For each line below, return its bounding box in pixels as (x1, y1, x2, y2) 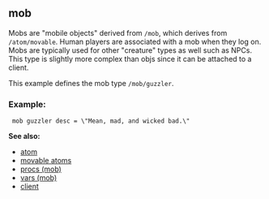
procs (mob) (19, 164, 62, 174)
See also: (8, 132, 41, 141)
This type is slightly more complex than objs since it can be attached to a (8, 54, 252, 63)
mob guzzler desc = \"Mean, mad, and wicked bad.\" (11, 117, 190, 125)
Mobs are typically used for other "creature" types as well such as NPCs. (8, 45, 253, 55)
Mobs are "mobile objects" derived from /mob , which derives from (8, 28, 228, 37)
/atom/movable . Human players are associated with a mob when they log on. (8, 37, 262, 46)
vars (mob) (19, 173, 58, 183)
